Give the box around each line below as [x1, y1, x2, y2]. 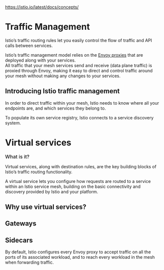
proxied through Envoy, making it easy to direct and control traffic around [5, 67, 153, 73]
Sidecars [5, 236, 33, 244]
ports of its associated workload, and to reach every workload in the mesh [5, 254, 155, 260]
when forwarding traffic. [5, 259, 54, 266]
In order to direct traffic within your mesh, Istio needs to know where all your [5, 100, 159, 106]
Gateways [5, 220, 37, 228]
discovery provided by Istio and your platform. [5, 188, 98, 195]
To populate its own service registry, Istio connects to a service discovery [5, 114, 154, 120]
